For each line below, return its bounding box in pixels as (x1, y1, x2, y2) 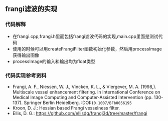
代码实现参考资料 (5, 72, 47, 79)
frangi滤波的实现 (5, 4, 58, 13)
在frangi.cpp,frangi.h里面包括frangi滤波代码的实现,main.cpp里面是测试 (12, 33, 158, 39)
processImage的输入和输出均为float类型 (12, 58, 95, 64)
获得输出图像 (12, 52, 39, 58)
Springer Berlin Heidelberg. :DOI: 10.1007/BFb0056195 (24, 99, 132, 105)
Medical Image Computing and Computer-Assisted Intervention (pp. (12, 94, 153, 100)
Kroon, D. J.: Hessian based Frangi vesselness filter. (12, 104, 120, 111)
